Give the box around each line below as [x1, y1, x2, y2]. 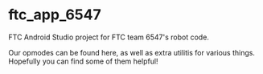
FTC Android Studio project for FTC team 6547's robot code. [8, 32, 209, 42]
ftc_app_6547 [8, 6, 102, 24]
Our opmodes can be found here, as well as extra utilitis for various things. [8, 47, 256, 57]
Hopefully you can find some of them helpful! [8, 56, 158, 66]
